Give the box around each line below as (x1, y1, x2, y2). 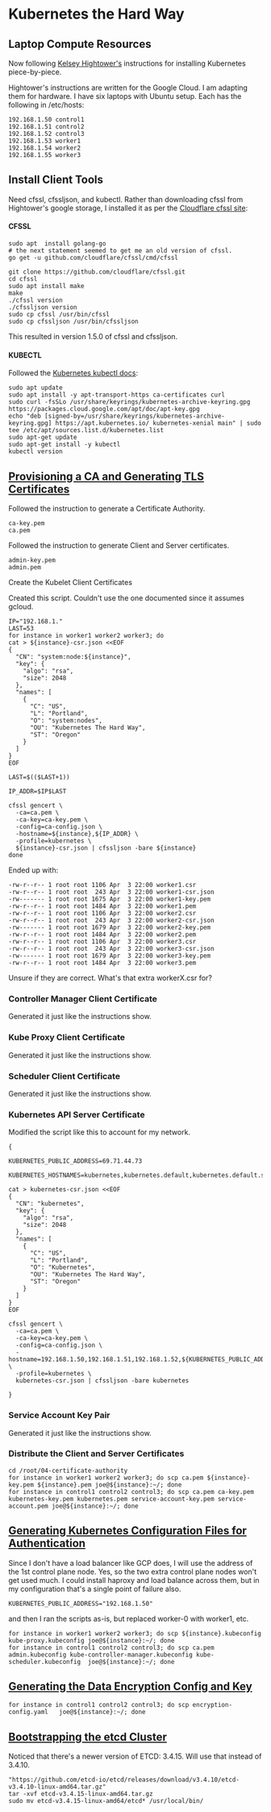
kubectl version (8, 448, 63, 456)
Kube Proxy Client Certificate (8, 1032, 126, 1043)
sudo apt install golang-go (8, 240, 106, 248)
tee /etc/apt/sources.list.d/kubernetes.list (8, 426, 164, 435)
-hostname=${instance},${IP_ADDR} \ (15, 830, 139, 838)
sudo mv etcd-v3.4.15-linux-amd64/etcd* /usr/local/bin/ (8, 1797, 204, 1806)
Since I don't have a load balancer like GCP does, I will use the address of (8, 1558, 253, 1568)
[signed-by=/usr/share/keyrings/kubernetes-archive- (44, 412, 226, 421)
